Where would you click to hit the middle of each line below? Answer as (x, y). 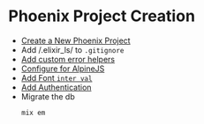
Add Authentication (56, 87)
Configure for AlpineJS (63, 69)
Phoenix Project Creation (102, 16)
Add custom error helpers (68, 59)
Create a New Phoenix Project (76, 40)
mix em (33, 113)
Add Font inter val (57, 77)
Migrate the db (48, 96)
